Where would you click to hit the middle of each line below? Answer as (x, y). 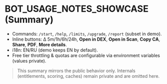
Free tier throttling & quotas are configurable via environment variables (86, 55)
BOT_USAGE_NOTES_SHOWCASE (77, 9)
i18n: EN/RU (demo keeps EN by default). (55, 50)
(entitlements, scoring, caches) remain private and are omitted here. (88, 76)
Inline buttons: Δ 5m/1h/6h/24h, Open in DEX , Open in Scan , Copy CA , (86, 39)
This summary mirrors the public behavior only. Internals (76, 71)
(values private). (29, 61)
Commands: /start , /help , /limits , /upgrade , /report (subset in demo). (87, 34)
